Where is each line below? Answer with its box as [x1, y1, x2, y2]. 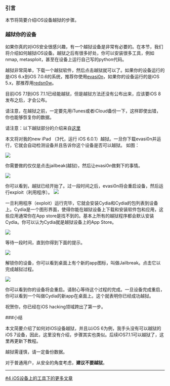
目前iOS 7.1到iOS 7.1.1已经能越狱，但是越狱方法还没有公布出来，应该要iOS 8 [5, 91, 161, 97]
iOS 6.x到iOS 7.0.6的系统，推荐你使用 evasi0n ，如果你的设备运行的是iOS [9, 73, 160, 79]
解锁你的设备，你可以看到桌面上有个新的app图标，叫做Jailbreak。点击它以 [5, 259, 161, 265]
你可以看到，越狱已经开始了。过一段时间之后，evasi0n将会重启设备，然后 [5, 183, 159, 189]
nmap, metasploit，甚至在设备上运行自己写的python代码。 [5, 56, 127, 62]
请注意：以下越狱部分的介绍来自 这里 [5, 125, 81, 131]
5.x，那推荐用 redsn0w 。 [5, 80, 57, 86]
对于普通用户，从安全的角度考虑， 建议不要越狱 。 [5, 360, 107, 366]
